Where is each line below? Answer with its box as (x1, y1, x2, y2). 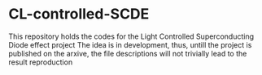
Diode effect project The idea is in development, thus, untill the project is (8, 40, 252, 49)
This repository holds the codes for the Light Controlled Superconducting (8, 31, 255, 41)
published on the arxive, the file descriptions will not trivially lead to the (8, 48, 247, 58)
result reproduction (8, 57, 73, 67)
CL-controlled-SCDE (8, 5, 150, 23)
